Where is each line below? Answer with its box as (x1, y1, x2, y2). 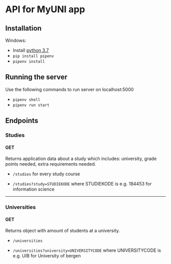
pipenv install (12, 59, 45, 64)
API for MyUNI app (5, 4, 85, 15)
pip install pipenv (12, 54, 54, 59)
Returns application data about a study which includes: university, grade (5, 155, 157, 162)
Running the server (5, 73, 68, 82)
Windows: (5, 37, 26, 43)
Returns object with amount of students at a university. (5, 228, 120, 234)
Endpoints (5, 116, 39, 125)
